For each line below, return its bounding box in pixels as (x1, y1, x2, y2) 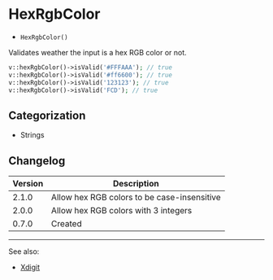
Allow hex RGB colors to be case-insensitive (51, 192, 221, 203)
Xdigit (19, 262, 41, 273)
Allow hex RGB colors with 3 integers (51, 205, 193, 217)
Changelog (8, 154, 66, 168)
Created (51, 218, 83, 230)
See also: (8, 247, 40, 256)
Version (12, 178, 44, 190)
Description (112, 178, 160, 190)
